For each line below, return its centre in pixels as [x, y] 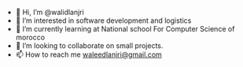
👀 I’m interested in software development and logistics [103, 20]
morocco [30, 37]
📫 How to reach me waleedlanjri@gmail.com [89, 54]
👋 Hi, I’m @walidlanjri [50, 12]
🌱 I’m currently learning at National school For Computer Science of [125, 29]
